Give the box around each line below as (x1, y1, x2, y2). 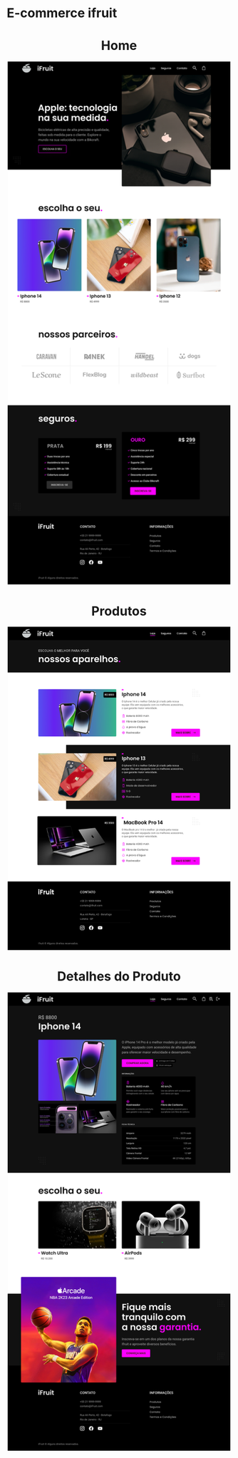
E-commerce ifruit (6, 5, 118, 21)
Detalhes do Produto (57, 968, 181, 984)
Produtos (91, 603, 147, 619)
